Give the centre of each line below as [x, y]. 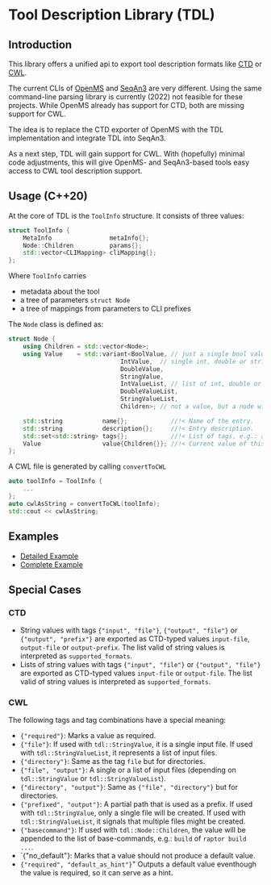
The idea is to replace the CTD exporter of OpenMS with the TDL [116, 129]
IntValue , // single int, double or [183, 361]
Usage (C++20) [48, 196]
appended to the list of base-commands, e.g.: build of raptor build [133, 839]
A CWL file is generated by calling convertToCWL [88, 466]
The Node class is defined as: [56, 324]
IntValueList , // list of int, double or [191, 384]
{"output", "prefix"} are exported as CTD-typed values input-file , [135, 639]
